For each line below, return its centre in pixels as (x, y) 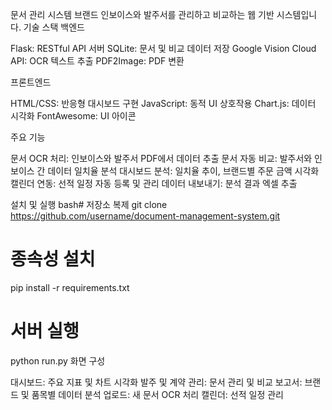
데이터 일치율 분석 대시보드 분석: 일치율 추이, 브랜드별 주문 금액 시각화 (183, 171)
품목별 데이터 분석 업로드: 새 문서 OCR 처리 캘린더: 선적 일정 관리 (157, 394)
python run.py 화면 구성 (58, 360)
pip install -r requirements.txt (70, 287)
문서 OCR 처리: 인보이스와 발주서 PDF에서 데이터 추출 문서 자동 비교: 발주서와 (161, 158)
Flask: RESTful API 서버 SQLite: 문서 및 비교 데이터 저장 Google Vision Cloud (163, 48)
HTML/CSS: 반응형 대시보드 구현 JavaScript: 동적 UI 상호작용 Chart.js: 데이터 (163, 103)
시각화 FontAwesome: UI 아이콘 (73, 116)
